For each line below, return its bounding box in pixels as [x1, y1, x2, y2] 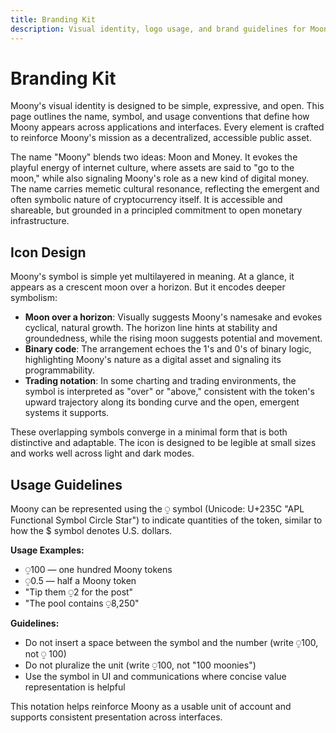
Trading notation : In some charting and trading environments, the [24, 375, 297, 387]
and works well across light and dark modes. [10, 447, 195, 460]
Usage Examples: [10, 544, 85, 556]
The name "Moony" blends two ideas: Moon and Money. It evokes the [10, 151, 298, 163]
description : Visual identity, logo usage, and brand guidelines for [10, 24, 307, 34]
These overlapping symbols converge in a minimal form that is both [10, 426, 288, 438]
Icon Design [10, 244, 87, 261]
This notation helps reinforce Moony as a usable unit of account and [10, 701, 292, 713]
